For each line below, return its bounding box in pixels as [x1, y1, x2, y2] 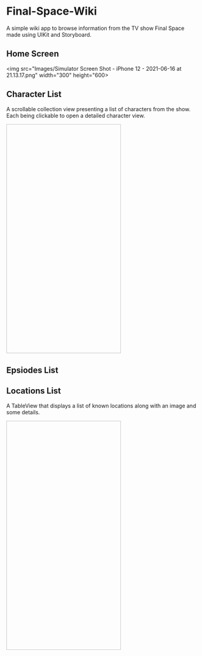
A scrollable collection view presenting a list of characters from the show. [6, 105, 191, 112]
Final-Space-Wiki [6, 4, 97, 18]
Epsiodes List [6, 365, 59, 375]
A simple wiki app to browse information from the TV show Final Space [6, 24, 185, 32]
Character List [6, 89, 62, 100]
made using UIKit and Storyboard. [6, 31, 92, 38]
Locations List [6, 386, 61, 396]
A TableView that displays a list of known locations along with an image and [6, 402, 197, 409]
